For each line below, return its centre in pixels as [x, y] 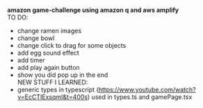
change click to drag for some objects [72, 45]
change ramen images [49, 31]
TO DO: [18, 17]
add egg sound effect [48, 53]
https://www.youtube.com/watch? [147, 90]
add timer [31, 60]
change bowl [36, 38]
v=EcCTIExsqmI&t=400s [52, 97]
